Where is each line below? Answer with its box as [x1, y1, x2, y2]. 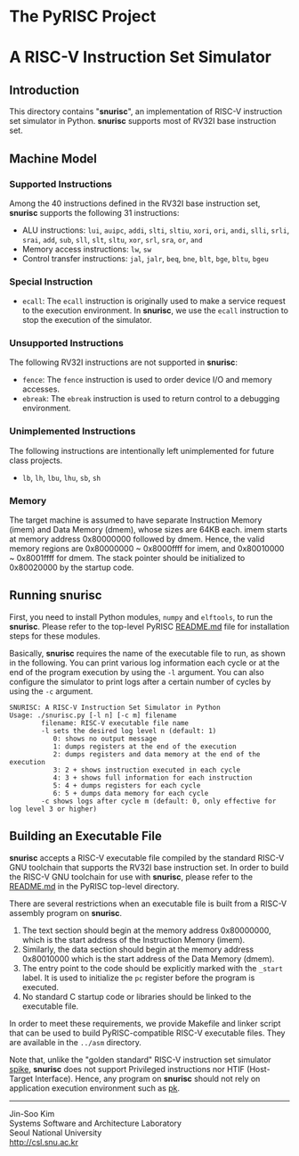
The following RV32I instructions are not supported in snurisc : [9, 357, 238, 367]
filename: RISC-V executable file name [41, 718, 190, 728]
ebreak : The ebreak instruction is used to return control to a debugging [21, 393, 280, 404]
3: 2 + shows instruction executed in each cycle [53, 765, 241, 774]
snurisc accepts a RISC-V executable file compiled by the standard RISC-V [9, 852, 285, 863]
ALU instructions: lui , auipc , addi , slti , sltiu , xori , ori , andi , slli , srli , [21, 225, 290, 235]
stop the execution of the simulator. [21, 315, 152, 326]
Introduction [9, 82, 80, 97]
